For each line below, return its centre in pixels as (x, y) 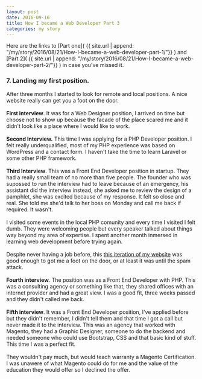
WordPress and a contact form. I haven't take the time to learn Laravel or (96, 151)
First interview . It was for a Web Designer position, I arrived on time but (96, 113)
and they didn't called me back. (45, 299)
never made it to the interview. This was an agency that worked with (91, 325)
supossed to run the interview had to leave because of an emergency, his (97, 183)
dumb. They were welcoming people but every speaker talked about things (99, 228)
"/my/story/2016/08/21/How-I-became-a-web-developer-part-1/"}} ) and (96, 53)
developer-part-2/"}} (32, 65)
